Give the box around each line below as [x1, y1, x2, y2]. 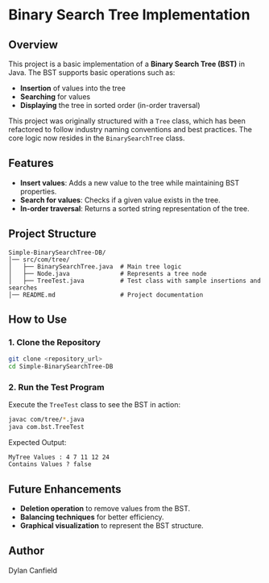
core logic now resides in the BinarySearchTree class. [8, 133, 185, 143]
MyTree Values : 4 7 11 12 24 [8, 453, 110, 461]
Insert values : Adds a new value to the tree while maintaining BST [19, 177, 240, 187]
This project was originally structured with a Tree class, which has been [8, 116, 246, 126]
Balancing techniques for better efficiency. [19, 512, 164, 522]
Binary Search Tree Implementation [8, 6, 250, 24]
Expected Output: [8, 438, 67, 448]
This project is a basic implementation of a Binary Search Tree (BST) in [8, 59, 246, 69]
